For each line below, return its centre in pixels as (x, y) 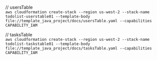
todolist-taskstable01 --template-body (48, 44)
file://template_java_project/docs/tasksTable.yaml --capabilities (79, 48)
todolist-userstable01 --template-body (48, 17)
